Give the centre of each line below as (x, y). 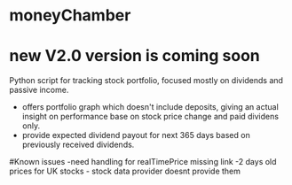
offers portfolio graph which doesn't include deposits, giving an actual (150, 107)
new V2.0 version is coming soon (134, 56)
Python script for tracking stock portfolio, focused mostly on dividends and (146, 81)
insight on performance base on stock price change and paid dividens (150, 117)
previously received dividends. (78, 145)
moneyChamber (70, 15)
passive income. (39, 90)
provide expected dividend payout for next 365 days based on (136, 135)
